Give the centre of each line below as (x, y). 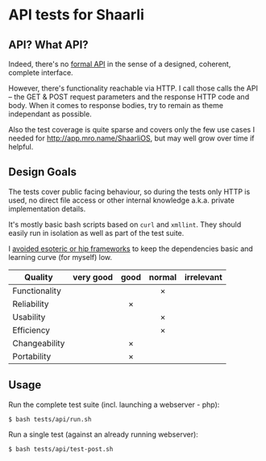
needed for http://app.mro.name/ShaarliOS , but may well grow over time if (131, 138)
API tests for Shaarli (77, 15)
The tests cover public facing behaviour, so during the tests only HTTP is (129, 191)
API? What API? (48, 45)
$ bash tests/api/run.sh (50, 419)
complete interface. (41, 73)
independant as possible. (50, 114)
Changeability (39, 343)
